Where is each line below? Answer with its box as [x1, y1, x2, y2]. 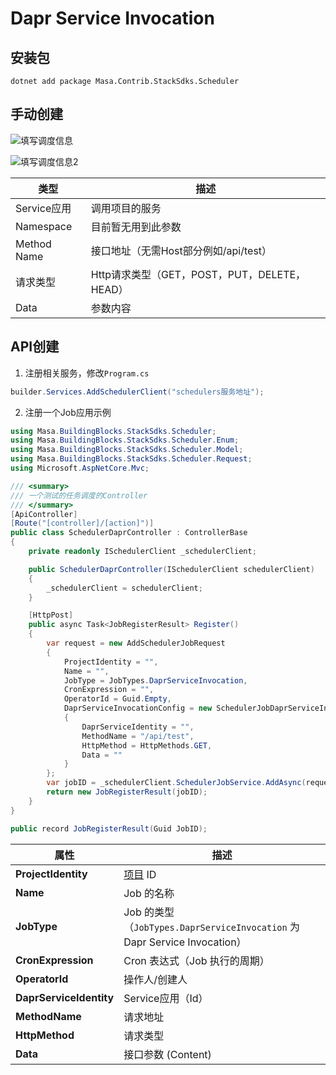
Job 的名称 [123, 886, 175, 900]
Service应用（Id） [123, 991, 209, 1005]
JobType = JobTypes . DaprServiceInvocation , [63, 675, 248, 686]
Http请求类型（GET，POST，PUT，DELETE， [90, 267, 307, 281]
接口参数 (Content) [123, 1047, 212, 1061]
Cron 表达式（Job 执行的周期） [123, 953, 270, 967]
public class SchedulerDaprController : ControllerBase [10, 528, 248, 538]
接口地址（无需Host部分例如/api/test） [90, 243, 273, 257]
